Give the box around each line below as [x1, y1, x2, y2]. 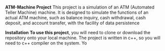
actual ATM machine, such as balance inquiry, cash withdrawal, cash [5, 15, 146, 20]
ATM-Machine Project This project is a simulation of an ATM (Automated [5, 4, 155, 10]
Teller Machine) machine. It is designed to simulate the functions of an [5, 9, 149, 15]
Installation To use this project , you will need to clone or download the [5, 30, 151, 35]
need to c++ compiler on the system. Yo [5, 40, 87, 46]
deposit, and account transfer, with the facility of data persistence [5, 20, 140, 26]
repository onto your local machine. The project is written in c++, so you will [5, 35, 161, 41]
